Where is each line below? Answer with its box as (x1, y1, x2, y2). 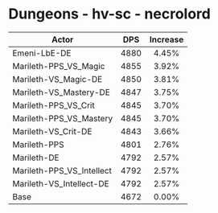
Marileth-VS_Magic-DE (12, 73, 103, 84)
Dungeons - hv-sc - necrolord (8, 5, 211, 23)
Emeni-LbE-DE (12, 47, 72, 59)
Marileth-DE (12, 152, 60, 163)
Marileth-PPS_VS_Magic (12, 60, 105, 72)
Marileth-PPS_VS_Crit (12, 100, 95, 111)
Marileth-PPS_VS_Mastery (12, 113, 113, 124)
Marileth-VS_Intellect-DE (12, 178, 110, 189)
